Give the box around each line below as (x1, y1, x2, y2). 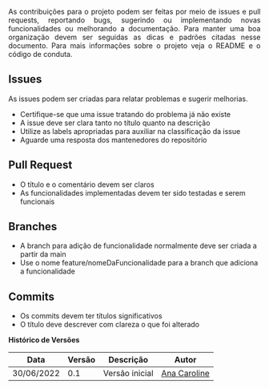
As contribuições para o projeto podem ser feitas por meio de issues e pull (8, 7, 261, 16)
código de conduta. (8, 50, 74, 59)
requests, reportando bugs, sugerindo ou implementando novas (8, 15, 261, 25)
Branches (8, 220, 58, 233)
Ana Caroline (161, 368, 210, 379)
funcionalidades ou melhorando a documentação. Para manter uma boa (8, 24, 261, 33)
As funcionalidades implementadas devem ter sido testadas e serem (19, 188, 246, 197)
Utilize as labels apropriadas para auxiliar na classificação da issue (19, 126, 241, 136)
